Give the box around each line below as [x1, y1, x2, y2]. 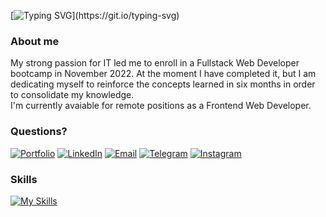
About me [10, 34, 60, 48]
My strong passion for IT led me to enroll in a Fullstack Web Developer [10, 57, 300, 69]
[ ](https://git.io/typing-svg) [10, 10, 180, 21]
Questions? [10, 125, 68, 139]
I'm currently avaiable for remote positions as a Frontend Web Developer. [10, 100, 312, 112]
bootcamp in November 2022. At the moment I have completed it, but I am [10, 68, 317, 80]
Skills [10, 172, 38, 186]
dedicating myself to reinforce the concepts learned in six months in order [10, 78, 316, 90]
